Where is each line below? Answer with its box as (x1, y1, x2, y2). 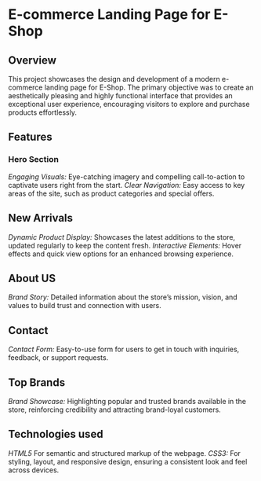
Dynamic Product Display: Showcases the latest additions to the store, (8, 232, 236, 241)
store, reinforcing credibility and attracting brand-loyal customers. (8, 405, 221, 414)
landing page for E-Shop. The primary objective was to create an (44, 83, 254, 92)
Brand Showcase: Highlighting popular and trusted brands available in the (8, 396, 247, 406)
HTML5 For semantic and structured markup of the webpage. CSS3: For (8, 448, 241, 457)
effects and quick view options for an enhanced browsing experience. (8, 249, 234, 259)
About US (8, 271, 56, 285)
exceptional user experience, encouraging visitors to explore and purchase (8, 100, 250, 108)
